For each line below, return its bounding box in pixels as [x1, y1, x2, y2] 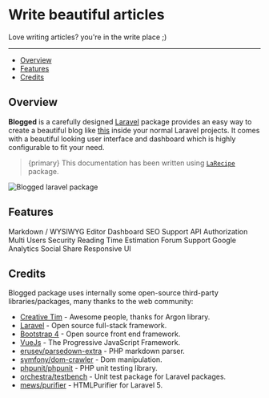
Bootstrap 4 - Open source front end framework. [19, 329, 181, 339]
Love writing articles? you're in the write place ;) [8, 32, 167, 42]
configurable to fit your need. [8, 142, 105, 152]
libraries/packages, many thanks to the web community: [8, 297, 194, 307]
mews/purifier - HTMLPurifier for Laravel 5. [19, 380, 163, 390]
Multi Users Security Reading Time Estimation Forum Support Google [8, 235, 236, 245]
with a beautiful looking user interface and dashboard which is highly [8, 134, 236, 144]
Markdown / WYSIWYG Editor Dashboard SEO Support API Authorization [8, 226, 248, 236]
